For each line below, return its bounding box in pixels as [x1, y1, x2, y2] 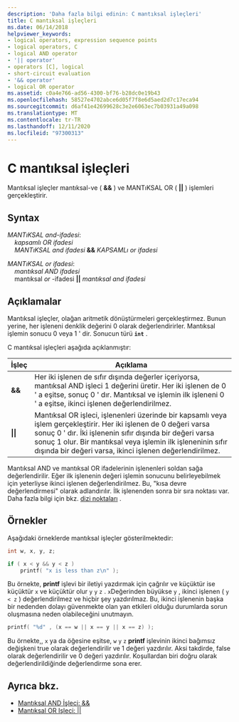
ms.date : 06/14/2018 [7, 23, 69, 31]
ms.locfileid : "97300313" [7, 129, 84, 137]
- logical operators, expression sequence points [7, 37, 158, 44]
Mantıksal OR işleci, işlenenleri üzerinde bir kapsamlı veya [34, 410, 228, 420]
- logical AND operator [7, 51, 78, 58]
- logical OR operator [7, 83, 75, 90]
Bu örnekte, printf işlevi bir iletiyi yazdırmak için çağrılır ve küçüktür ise [7, 580, 216, 588]
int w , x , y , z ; [7, 547, 55, 555]
